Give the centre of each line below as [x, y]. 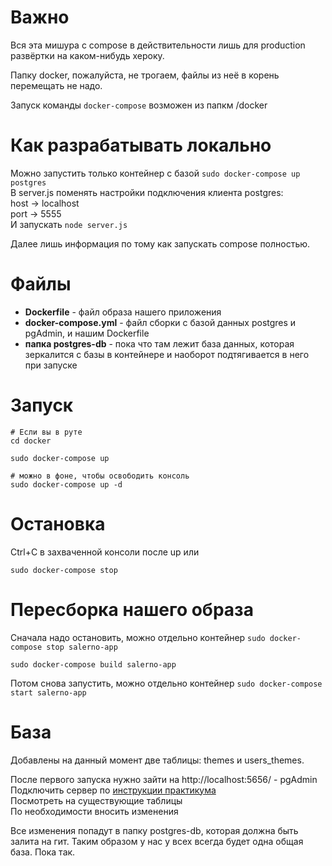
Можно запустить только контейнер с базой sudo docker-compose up [155, 173]
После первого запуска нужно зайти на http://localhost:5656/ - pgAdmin [164, 779]
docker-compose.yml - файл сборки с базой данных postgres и [160, 322]
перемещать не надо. [56, 85]
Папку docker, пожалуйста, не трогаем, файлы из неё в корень [145, 75]
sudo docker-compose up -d [66, 484]
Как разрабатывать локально [141, 145]
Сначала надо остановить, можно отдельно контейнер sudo [138, 637]
